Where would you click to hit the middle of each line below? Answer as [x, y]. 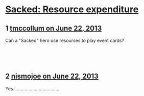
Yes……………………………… [32, 88]
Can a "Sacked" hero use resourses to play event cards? [65, 40]
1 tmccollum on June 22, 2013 [54, 28]
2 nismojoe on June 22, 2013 [52, 76]
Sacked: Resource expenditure [72, 9]
